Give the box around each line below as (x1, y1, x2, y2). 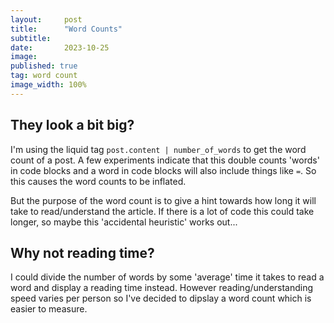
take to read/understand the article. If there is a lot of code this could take (10, 205, 315, 217)
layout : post (10, 14, 83, 25)
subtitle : (10, 33, 52, 43)
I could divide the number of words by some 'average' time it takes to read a (10, 271, 325, 283)
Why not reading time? (10, 244, 155, 261)
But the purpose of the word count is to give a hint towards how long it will (10, 194, 317, 206)
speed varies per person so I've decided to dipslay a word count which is (10, 292, 312, 305)
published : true (10, 61, 78, 71)
